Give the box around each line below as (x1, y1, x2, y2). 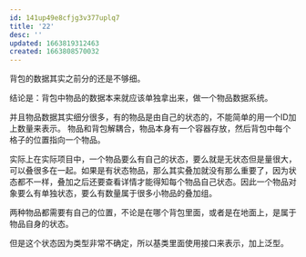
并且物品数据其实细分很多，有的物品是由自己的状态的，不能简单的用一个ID (9, 112, 289, 123)
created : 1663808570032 (9, 47, 100, 56)
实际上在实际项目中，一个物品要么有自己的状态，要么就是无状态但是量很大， (9, 153, 297, 164)
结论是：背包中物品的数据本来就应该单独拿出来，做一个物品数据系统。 (9, 93, 273, 104)
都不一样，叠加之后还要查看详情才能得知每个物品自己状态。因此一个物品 (16, 176, 289, 187)
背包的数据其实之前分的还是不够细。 (9, 74, 146, 84)
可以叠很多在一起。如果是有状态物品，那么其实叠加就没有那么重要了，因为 (9, 165, 289, 176)
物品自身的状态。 (9, 219, 74, 230)
